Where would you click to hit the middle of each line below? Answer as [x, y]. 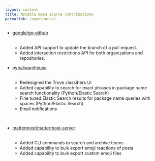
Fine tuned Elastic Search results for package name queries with [85, 98]
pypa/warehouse [29, 68]
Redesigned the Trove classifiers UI [56, 82]
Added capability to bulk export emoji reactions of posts [77, 148]
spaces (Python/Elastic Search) [51, 104]
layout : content [22, 10]
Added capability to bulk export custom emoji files [70, 153]
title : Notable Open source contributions [49, 14]
